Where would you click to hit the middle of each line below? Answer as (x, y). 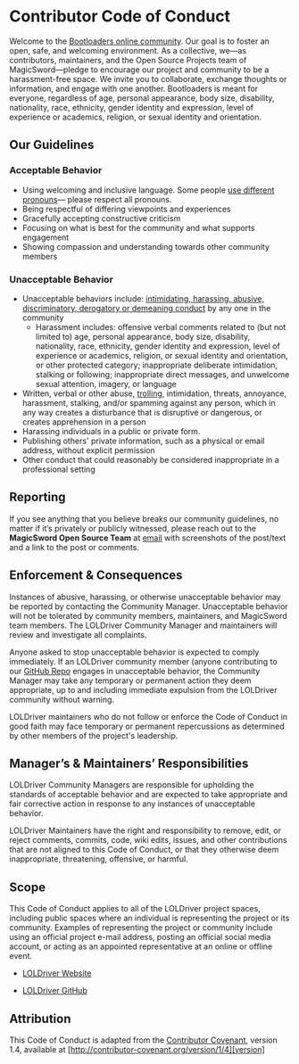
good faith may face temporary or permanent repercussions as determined (147, 726)
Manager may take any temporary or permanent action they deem (130, 680)
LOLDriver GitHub (54, 991)
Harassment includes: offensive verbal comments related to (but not (161, 326)
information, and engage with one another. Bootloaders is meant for (134, 88)
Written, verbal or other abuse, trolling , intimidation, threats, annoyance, (154, 393)
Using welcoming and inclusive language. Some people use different (148, 190)
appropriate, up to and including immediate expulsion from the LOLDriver (143, 689)
